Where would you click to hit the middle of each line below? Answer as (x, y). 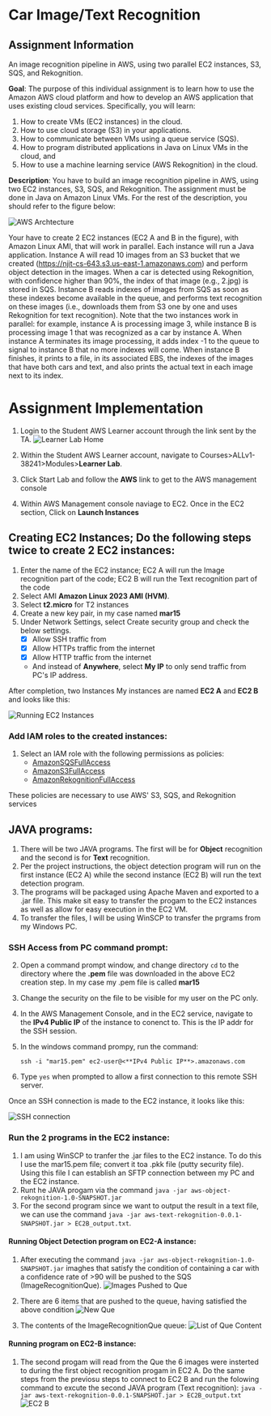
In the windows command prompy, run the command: (109, 1047)
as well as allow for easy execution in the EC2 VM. (104, 909)
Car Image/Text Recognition (104, 15)
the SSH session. (49, 1031)
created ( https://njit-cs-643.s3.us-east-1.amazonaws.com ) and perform (128, 264)
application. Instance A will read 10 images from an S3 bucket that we (124, 255)
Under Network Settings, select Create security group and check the (134, 621)
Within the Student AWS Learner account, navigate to (109, 455)
